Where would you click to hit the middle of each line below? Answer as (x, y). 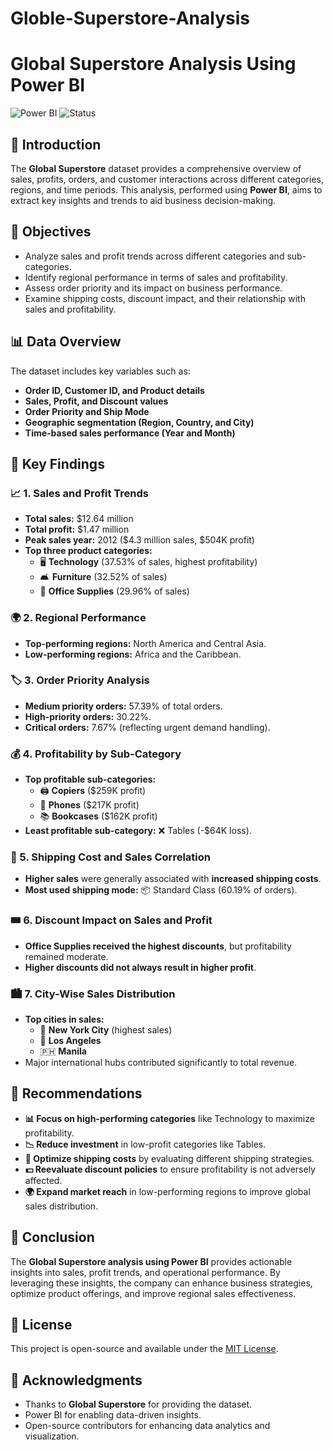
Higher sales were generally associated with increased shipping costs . (173, 879)
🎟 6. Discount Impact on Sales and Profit (111, 920)
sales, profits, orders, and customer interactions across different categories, (167, 179)
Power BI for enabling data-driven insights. (113, 1415)
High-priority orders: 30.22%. (88, 716)
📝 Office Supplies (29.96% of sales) (114, 591)
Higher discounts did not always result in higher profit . (140, 967)
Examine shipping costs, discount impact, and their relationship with (165, 298)
